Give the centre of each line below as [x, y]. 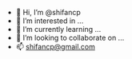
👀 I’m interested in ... [50, 21]
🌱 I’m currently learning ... [58, 29]
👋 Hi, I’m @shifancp [48, 12]
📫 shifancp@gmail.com [56, 47]
